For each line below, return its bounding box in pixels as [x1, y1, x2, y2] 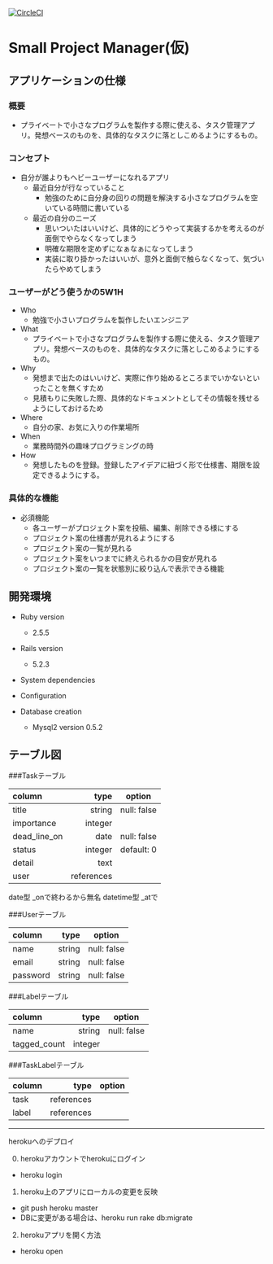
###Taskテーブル [8, 771, 67, 781]
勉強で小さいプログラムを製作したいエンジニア [32, 315, 189, 325]
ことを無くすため [46, 383, 104, 393]
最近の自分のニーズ [32, 213, 97, 223]
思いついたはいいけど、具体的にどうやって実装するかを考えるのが [44, 224, 265, 234]
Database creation [19, 706, 83, 716]
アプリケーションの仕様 [8, 73, 126, 87]
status [12, 844, 37, 855]
